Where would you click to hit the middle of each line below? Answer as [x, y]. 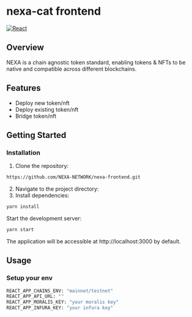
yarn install [23, 207]
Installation [24, 153]
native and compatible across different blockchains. [72, 69]
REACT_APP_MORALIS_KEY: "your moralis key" [63, 302]
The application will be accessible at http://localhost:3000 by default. [94, 241]
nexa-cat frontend [54, 11]
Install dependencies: [42, 196]
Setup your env [30, 278]
